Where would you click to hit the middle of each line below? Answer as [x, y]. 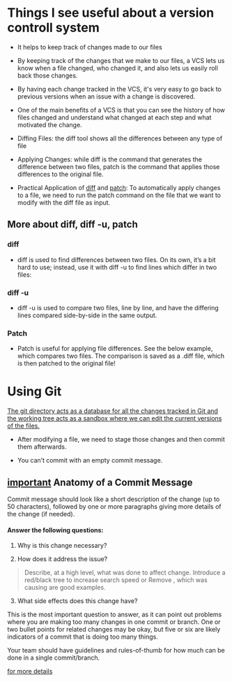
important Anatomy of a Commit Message [100, 483]
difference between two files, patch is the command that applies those [118, 166]
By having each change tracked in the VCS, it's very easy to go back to [119, 89]
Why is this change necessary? [62, 546]
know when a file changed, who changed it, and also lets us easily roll [117, 68]
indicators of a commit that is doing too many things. [83, 637]
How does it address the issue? [62, 559]
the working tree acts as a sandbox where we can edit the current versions [115, 419]
